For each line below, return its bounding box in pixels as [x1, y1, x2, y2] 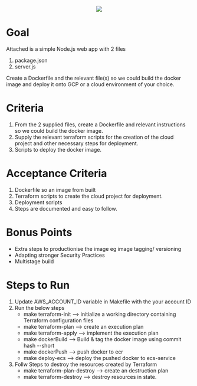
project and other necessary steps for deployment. [14, 139, 139, 147]
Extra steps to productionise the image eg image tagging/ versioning [14, 245, 182, 252]
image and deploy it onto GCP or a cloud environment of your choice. [6, 80, 175, 88]
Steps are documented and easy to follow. [14, 205, 117, 212]
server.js [14, 63, 36, 70]
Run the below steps [14, 304, 65, 311]
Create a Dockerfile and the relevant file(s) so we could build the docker [6, 74, 182, 81]
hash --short [23, 342, 55, 349]
